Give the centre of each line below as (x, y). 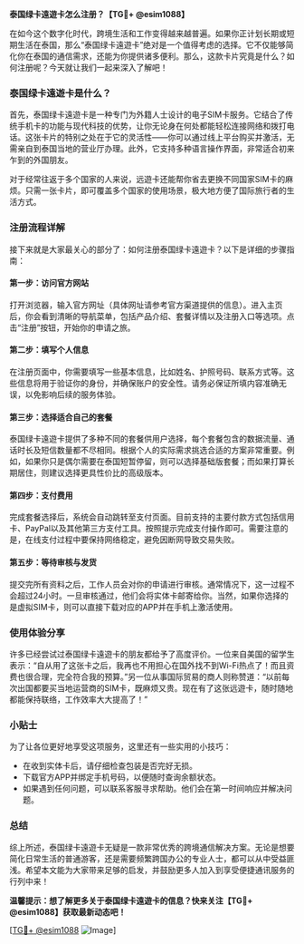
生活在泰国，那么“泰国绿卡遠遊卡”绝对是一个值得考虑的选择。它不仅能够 (152, 45)
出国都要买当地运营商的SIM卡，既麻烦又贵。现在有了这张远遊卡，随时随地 (155, 687)
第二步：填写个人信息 (49, 350)
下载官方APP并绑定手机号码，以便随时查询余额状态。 (122, 777)
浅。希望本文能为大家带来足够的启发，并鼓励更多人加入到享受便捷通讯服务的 (152, 870)
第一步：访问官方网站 (49, 283)
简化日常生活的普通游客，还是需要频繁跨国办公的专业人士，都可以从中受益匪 (152, 858)
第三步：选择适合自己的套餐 (61, 417)
